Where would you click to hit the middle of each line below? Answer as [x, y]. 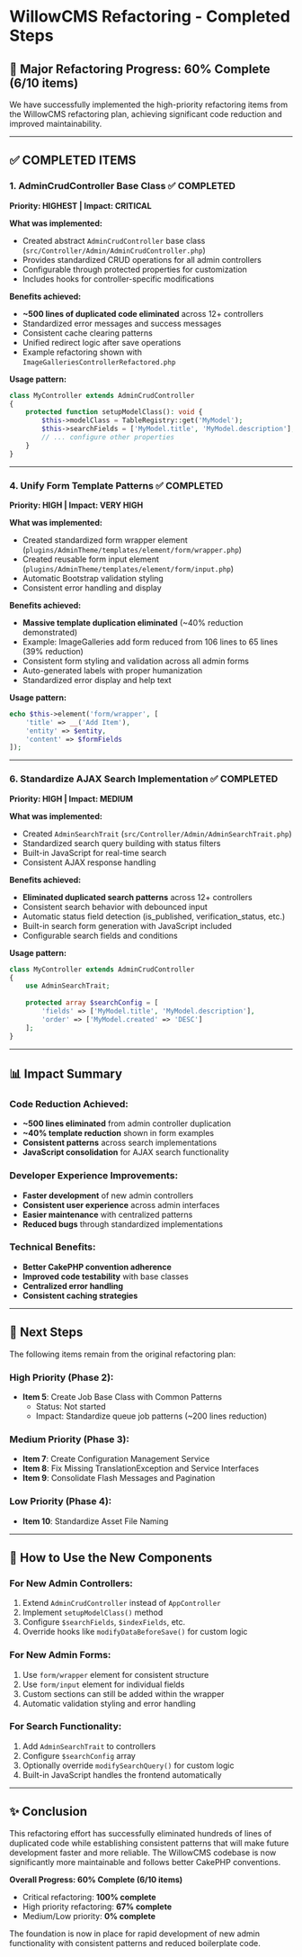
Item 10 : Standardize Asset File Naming [95, 1521]
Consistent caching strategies [80, 1295]
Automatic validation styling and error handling [109, 1703]
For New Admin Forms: [60, 1655]
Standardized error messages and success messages [122, 323]
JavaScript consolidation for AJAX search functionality [125, 1152]
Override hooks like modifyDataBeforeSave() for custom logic [135, 1632]
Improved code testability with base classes [105, 1276]
